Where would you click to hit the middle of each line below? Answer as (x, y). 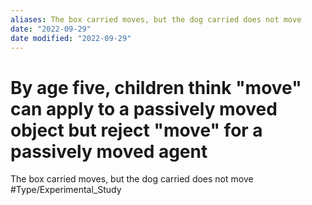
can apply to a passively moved (144, 108)
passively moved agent (109, 151)
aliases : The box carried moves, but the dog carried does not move (156, 19)
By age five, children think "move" (156, 87)
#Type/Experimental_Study (66, 190)
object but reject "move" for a (136, 130)
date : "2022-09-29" (51, 29)
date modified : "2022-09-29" (71, 38)
